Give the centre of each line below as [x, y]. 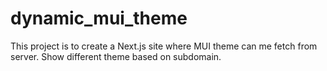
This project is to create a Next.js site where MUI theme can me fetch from [164, 46]
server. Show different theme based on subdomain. [116, 56]
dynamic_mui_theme [99, 18]
